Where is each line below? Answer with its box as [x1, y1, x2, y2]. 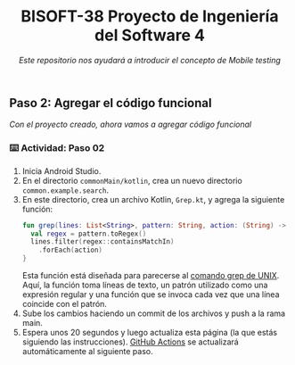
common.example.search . [21, 185, 110, 195]
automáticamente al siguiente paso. [21, 346, 153, 357]
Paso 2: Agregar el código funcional [9, 95, 212, 111]
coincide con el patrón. [21, 299, 107, 310]
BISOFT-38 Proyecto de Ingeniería [20, 6, 279, 27]
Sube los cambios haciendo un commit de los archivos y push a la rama [21, 308, 286, 319]
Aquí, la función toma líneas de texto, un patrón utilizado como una [21, 279, 268, 291]
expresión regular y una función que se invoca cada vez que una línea [21, 289, 280, 300]
